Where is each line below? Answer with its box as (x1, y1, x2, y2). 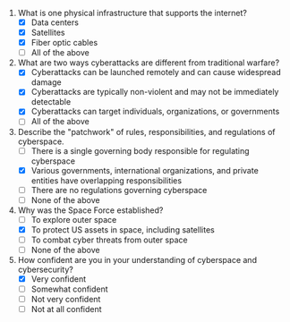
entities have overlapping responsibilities (30, 174, 182, 186)
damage (30, 77, 62, 88)
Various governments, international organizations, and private (30, 165, 260, 175)
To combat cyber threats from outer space (30, 234, 188, 245)
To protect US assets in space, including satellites (30, 224, 215, 235)
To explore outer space (30, 214, 117, 225)
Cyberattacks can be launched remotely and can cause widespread (30, 67, 281, 78)
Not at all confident (30, 304, 102, 315)
